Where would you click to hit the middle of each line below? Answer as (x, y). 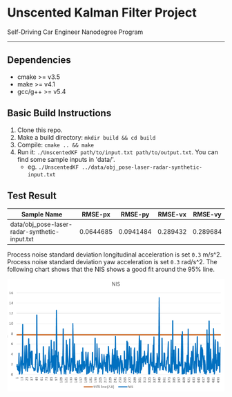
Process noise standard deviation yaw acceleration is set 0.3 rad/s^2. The (112, 261)
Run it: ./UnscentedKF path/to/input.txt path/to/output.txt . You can (118, 152)
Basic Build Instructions (59, 113)
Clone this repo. (40, 130)
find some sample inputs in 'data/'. (66, 159)
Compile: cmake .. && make (56, 145)
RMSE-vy (207, 214)
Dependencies (39, 60)
